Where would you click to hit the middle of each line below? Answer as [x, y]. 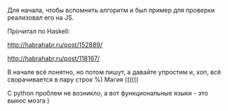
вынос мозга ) [28, 100]
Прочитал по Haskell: [39, 31]
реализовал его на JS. [41, 18]
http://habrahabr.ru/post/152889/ [55, 45]
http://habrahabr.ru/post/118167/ [54, 58]
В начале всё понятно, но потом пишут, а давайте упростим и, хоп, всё [114, 72]
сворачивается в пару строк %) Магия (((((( [73, 79]
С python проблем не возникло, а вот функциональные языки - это [108, 93]
